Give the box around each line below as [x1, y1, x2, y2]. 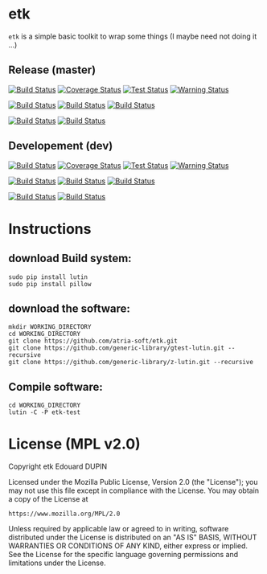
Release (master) [8, 64, 97, 77]
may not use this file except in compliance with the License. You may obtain [8, 486, 260, 495]
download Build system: [8, 252, 132, 265]
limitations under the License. [8, 558, 106, 568]
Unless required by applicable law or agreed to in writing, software [8, 524, 229, 534]
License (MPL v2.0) [8, 435, 141, 453]
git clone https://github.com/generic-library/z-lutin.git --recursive [8, 359, 253, 367]
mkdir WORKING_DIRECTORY [8, 323, 92, 331]
